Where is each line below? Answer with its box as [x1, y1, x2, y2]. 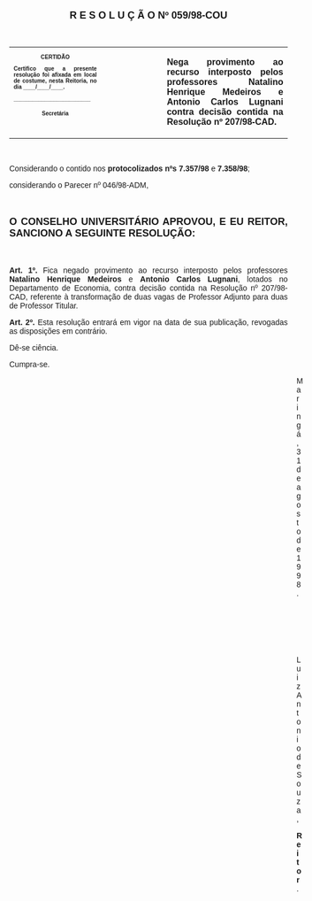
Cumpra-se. [9, 359, 50, 369]
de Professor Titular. [9, 301, 79, 311]
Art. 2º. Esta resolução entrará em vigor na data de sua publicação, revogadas [9, 318, 288, 327]
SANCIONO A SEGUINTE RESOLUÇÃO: [9, 227, 196, 239]
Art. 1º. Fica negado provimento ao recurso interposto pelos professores [9, 266, 289, 275]
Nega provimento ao [166, 57, 284, 67]
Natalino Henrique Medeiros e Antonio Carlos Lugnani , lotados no [9, 274, 288, 284]
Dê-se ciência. [9, 343, 59, 352]
